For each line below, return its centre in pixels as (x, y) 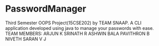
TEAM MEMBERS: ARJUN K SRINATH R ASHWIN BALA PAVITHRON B (77, 33)
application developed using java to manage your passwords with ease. (79, 28)
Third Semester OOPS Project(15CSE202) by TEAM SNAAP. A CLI (73, 23)
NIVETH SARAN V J (26, 39)
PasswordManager (46, 9)
